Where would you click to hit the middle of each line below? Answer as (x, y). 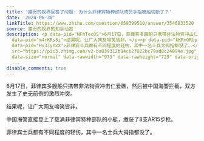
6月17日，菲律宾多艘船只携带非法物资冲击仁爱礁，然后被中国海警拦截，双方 (101, 86)
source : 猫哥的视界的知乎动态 (40, 29)
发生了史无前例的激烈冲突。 (41, 94)
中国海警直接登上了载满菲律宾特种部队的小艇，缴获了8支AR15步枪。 (91, 119)
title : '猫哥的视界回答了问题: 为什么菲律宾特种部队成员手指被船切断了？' (89, 12)
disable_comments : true (36, 68)
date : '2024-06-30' (31, 18)
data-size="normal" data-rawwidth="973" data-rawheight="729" (92, 57)
